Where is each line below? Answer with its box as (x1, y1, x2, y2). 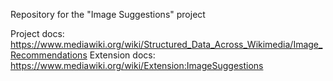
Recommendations (10, 49, 88, 61)
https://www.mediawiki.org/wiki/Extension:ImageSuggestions (10, 60, 264, 71)
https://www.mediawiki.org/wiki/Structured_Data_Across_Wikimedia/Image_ (10, 39, 323, 50)
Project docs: (10, 28, 65, 39)
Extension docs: (89, 49, 156, 61)
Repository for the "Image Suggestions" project (10, 9, 206, 20)
